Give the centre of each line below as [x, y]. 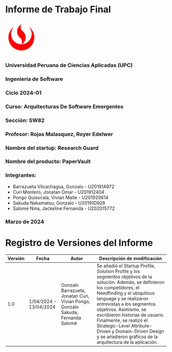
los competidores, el [118, 288]
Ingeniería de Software [34, 79]
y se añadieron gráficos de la [127, 337]
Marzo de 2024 [25, 222]
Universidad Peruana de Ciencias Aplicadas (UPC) [69, 65]
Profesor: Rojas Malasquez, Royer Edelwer [59, 134]
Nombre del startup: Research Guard [52, 148]
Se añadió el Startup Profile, [126, 266]
